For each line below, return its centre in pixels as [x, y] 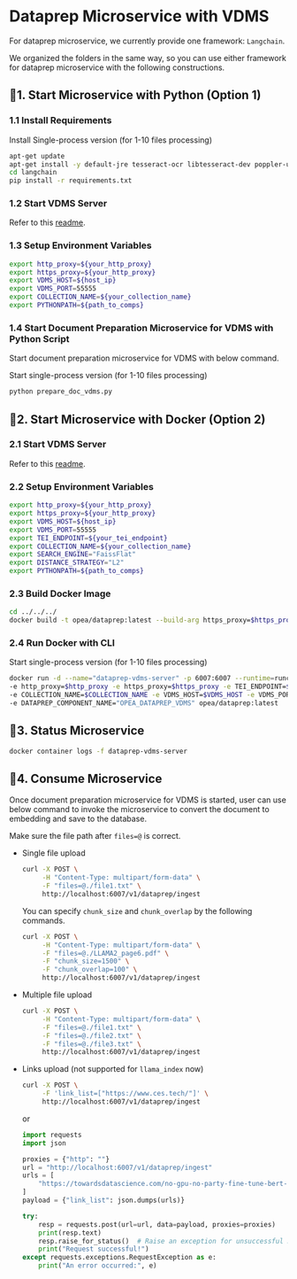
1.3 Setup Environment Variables [80, 245]
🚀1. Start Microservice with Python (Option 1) [135, 95]
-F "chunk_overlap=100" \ [90, 970]
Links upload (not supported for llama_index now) [113, 1069]
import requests [52, 1135]
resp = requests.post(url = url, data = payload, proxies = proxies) [157, 1224]
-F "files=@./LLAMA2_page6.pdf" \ [106, 953]
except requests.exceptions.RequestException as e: [119, 1258]
